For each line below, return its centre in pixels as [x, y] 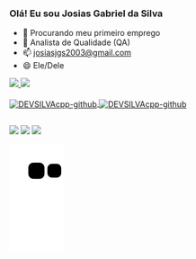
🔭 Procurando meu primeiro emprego [91, 33]
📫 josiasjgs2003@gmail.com [77, 53]
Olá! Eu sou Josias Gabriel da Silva [86, 13]
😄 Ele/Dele [43, 66]
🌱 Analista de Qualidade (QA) [76, 42]
